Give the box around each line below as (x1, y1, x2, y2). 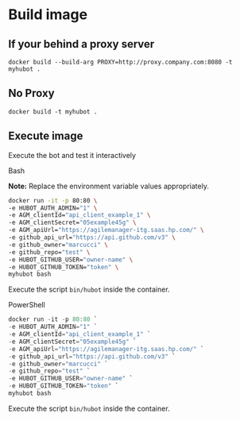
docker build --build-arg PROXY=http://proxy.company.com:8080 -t (8, 58, 233, 66)
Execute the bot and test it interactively (8, 150, 137, 160)
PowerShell (8, 300, 45, 310)
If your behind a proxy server (8, 37, 155, 51)
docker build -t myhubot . (8, 107, 98, 116)
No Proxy (8, 87, 55, 100)
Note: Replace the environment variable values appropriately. (8, 181, 209, 191)
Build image (8, 6, 88, 24)
